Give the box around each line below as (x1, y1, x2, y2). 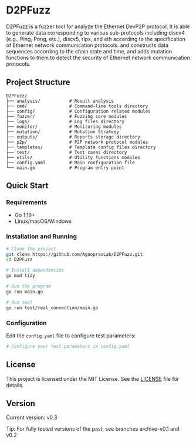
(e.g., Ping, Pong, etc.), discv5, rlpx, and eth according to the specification (6, 35, 186, 42)
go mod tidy (6, 273, 35, 279)
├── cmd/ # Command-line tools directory (6, 103, 148, 109)
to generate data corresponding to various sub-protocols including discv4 (6, 29, 185, 36)
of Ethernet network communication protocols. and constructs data (6, 42, 169, 49)
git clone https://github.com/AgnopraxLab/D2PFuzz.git (6, 251, 143, 257)
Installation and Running (6, 232, 77, 241)
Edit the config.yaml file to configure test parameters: (6, 332, 136, 339)
